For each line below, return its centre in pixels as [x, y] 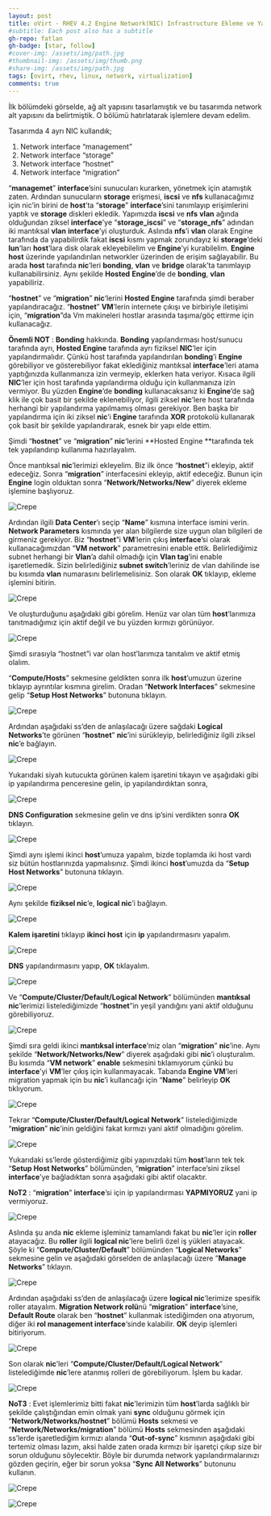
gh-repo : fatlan [35, 38]
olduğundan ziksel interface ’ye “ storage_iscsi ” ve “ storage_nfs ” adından [131, 222]
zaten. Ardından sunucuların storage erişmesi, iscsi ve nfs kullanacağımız [131, 196]
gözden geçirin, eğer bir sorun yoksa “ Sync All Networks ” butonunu [122, 1463]
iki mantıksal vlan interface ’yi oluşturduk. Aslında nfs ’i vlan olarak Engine [131, 230]
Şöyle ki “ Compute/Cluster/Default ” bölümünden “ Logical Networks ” [125, 1249]
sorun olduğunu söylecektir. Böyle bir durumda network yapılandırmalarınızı [134, 1455]
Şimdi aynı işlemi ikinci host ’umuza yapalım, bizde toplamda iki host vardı [130, 854]
